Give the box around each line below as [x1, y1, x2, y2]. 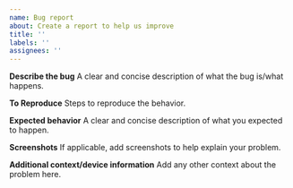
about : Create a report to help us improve [9, 21, 175, 30]
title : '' [9, 30, 47, 38]
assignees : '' [9, 47, 63, 56]
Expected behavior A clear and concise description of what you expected [9, 115, 283, 126]
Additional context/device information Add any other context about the [9, 159, 276, 170]
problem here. [9, 169, 62, 180]
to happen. [9, 124, 49, 135]
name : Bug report [9, 13, 74, 22]
